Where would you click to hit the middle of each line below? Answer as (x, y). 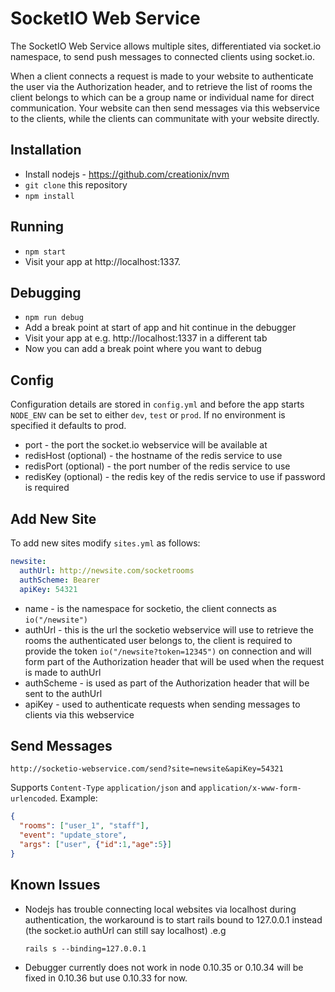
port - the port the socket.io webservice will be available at (146, 445)
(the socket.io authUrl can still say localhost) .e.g (125, 930)
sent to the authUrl (63, 693)
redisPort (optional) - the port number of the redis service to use (157, 466)
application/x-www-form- (250, 788)
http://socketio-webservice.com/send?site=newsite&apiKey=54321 (147, 769)
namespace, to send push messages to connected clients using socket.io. (162, 56)
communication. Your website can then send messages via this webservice (165, 108)
